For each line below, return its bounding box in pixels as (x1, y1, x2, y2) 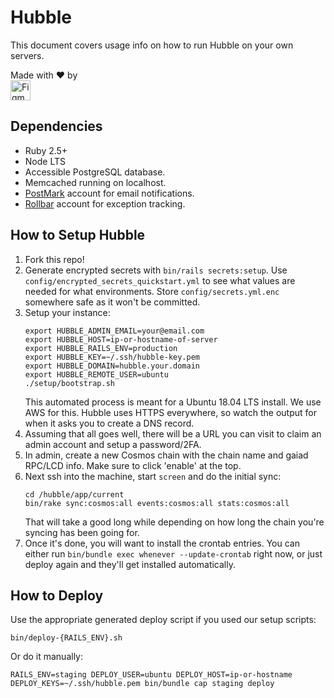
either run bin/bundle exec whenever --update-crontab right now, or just (24, 547, 323, 560)
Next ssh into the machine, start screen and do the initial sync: (24, 470, 282, 482)
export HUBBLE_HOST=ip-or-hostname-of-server (24, 334, 218, 345)
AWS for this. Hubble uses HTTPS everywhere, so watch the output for (24, 406, 317, 418)
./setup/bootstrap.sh (24, 378, 115, 388)
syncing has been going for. (24, 526, 140, 538)
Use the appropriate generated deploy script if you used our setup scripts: (10, 614, 317, 626)
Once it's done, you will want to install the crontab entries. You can (24, 537, 300, 549)
